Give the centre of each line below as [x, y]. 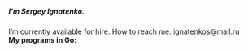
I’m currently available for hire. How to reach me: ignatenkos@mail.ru [124, 31]
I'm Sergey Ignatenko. [47, 11]
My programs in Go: [43, 39]
